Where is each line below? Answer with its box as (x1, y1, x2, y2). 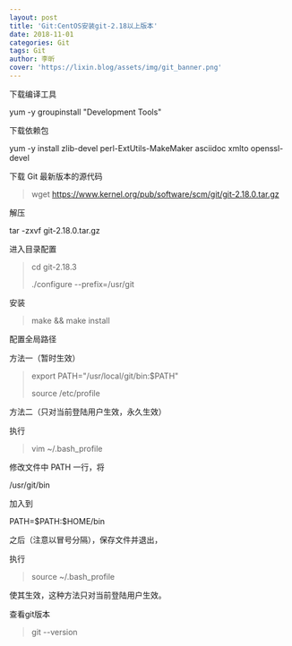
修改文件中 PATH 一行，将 (9, 462, 105, 472)
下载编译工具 (9, 89, 56, 99)
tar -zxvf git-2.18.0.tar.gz (9, 225, 100, 235)
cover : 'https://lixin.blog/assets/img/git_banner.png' (9, 64, 222, 72)
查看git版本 (9, 608, 51, 619)
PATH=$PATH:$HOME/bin (9, 515, 106, 526)
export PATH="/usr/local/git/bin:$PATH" (30, 370, 179, 381)
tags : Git (9, 47, 47, 55)
